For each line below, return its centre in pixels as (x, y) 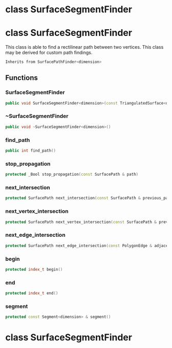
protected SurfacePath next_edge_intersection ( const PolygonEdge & (79, 245)
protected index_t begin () (34, 269)
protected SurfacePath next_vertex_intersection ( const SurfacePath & (81, 222)
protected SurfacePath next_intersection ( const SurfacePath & (73, 198)
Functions (22, 78)
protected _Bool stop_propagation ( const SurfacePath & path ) (72, 175)
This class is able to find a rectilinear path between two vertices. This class (84, 47)
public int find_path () (31, 151)
